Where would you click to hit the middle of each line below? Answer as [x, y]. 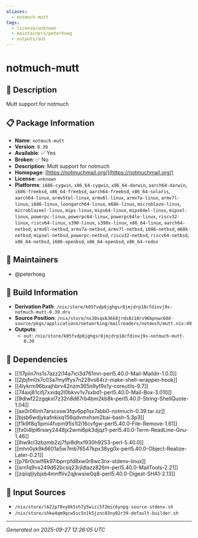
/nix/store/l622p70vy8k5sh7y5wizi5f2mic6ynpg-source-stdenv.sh [94, 507]
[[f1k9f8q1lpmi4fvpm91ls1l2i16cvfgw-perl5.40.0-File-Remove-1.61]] [96, 424]
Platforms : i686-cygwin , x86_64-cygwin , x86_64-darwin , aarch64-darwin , [101, 185]
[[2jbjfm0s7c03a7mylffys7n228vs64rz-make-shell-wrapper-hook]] [96, 380]
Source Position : [35, 318]
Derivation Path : [35, 306]
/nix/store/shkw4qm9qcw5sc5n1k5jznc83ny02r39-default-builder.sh [96, 513]
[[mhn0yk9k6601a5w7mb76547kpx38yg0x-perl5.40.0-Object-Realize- [101, 449]
